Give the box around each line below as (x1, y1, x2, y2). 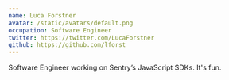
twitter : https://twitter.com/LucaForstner (8, 33, 155, 42)
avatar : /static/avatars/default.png (8, 19, 134, 27)
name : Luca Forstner (8, 11, 77, 20)
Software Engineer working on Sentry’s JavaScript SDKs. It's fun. (8, 63, 222, 72)
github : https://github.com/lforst (8, 41, 126, 49)
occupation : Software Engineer (8, 26, 112, 34)
